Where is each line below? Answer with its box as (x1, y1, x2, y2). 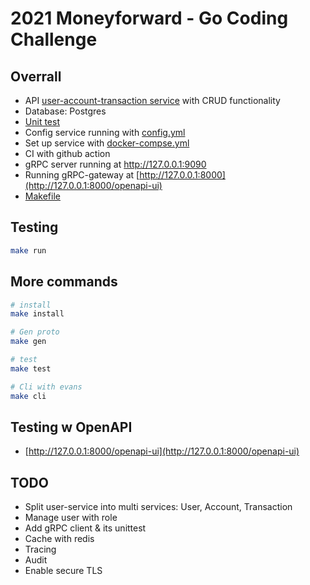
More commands (10, 273, 118, 291)
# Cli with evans (10, 382, 83, 392)
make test (10, 363, 52, 374)
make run (10, 245, 47, 256)
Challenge (10, 28, 98, 51)
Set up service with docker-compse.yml (24, 137, 190, 149)
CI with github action (24, 148, 111, 159)
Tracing (24, 543, 57, 556)
